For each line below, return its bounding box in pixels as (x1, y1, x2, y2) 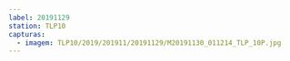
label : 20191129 (8, 13, 70, 22)
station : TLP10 (8, 22, 66, 30)
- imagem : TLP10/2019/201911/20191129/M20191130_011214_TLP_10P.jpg (16, 38, 282, 48)
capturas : (8, 30, 46, 39)
